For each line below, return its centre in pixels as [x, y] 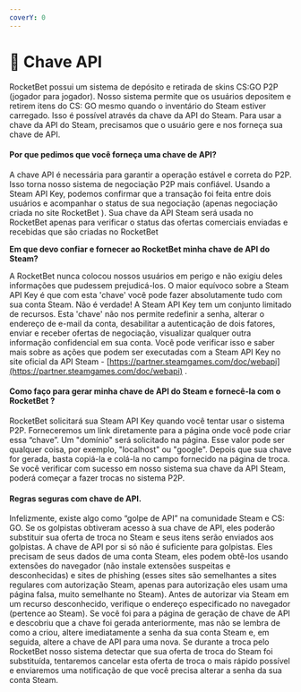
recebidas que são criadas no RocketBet [84, 231]
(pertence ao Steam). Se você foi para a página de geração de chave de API [150, 613]
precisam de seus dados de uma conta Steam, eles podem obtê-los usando [149, 557]
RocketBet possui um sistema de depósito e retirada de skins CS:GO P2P [144, 87]
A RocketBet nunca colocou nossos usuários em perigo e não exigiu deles [146, 276]
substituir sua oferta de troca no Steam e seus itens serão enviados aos [142, 537]
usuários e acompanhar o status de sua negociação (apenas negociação [143, 203]
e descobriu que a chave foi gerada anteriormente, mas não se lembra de [145, 623]
